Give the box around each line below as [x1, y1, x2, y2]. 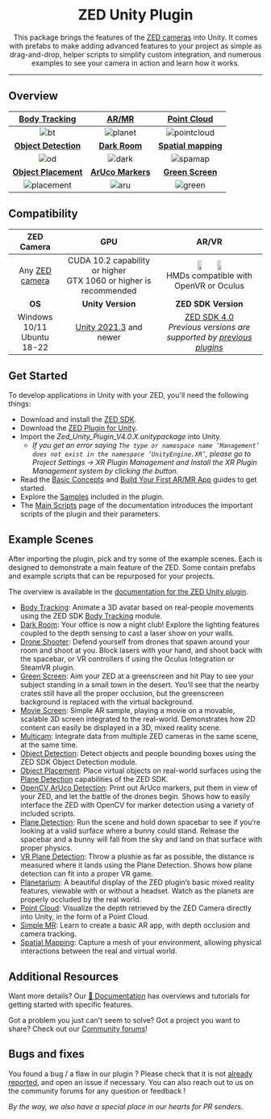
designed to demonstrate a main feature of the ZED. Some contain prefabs [8, 563, 256, 572]
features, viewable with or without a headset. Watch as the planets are [19, 886, 254, 896]
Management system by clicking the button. [31, 467, 179, 476]
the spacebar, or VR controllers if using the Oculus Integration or [19, 654, 236, 664]
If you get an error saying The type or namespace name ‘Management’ [31, 441, 260, 450]
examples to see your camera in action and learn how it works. [31, 58, 240, 68]
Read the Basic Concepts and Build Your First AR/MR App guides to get [19, 475, 257, 484]
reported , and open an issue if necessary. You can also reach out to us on [8, 1077, 254, 1087]
